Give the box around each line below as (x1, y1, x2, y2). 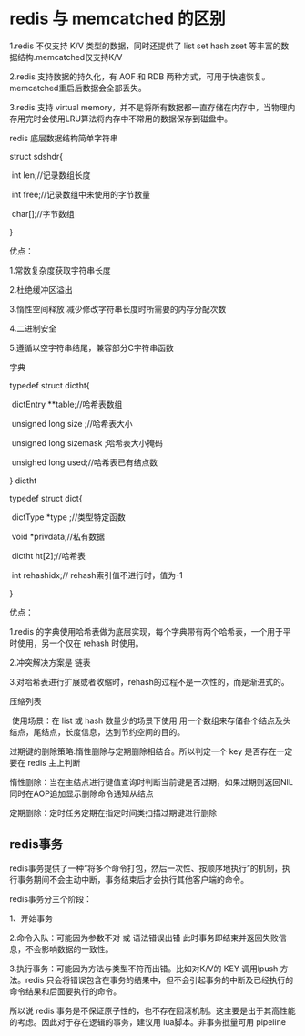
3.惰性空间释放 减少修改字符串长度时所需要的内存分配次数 (9, 303, 227, 315)
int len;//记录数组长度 (11, 170, 91, 181)
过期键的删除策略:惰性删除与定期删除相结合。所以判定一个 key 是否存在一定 (9, 745, 293, 757)
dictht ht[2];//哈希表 (11, 550, 86, 561)
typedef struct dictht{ (9, 379, 90, 390)
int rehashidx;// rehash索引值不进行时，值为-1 (11, 569, 184, 580)
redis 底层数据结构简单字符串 (9, 132, 118, 143)
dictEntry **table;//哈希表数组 (11, 399, 123, 409)
